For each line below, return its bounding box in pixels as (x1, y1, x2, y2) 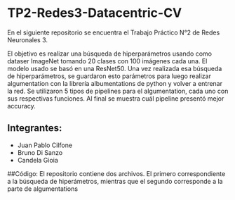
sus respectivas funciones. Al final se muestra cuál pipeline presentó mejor (7, 94, 224, 103)
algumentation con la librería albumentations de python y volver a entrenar (7, 79, 223, 87)
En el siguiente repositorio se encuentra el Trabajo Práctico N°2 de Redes (7, 28, 220, 37)
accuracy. (7, 101, 36, 110)
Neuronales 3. (7, 35, 48, 44)
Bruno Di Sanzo (17, 148, 63, 156)
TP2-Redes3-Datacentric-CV (7, 5, 182, 21)
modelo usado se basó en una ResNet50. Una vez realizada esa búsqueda (7, 64, 222, 73)
